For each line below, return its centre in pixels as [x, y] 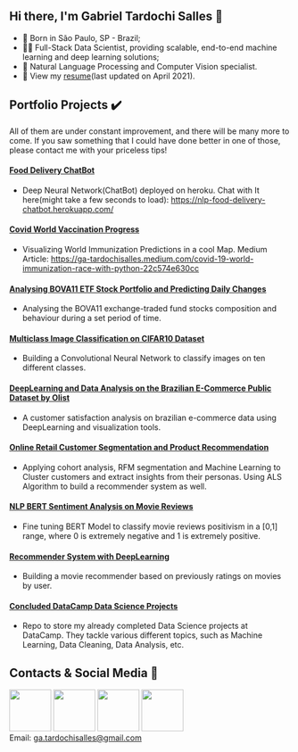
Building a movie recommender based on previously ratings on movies [152, 576]
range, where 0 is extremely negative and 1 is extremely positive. [141, 536]
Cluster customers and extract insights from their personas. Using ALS [152, 476]
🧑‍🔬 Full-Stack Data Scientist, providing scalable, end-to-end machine [150, 47]
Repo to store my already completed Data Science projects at [135, 626]
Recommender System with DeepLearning [89, 556]
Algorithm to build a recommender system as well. [114, 486]
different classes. [54, 368]
